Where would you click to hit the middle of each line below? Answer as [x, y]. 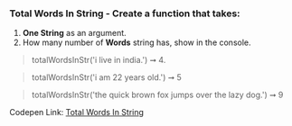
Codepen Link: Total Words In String [77, 112]
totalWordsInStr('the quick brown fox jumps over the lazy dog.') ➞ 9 [157, 95]
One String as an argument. [74, 33]
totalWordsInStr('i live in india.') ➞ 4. [99, 60]
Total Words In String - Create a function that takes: [125, 13]
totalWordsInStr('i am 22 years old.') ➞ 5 [107, 77]
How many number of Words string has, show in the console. [137, 42]
